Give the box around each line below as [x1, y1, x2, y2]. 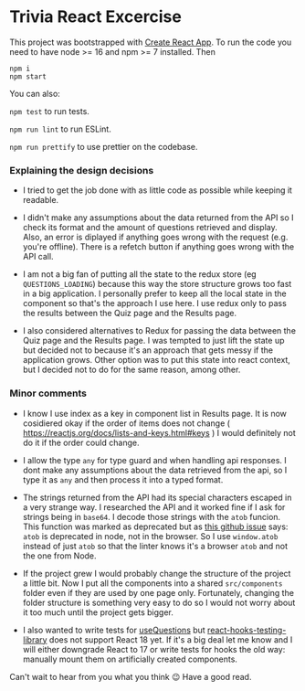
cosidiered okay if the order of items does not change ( [22, 418, 231, 429]
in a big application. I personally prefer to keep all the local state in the [22, 288, 287, 299]
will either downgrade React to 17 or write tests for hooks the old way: [22, 643, 286, 654]
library [22, 633, 47, 645]
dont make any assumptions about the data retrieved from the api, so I [22, 464, 288, 475]
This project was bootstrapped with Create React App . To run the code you [9, 37, 292, 48]
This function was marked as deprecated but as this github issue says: [22, 521, 289, 532]
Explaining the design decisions [9, 164, 154, 176]
